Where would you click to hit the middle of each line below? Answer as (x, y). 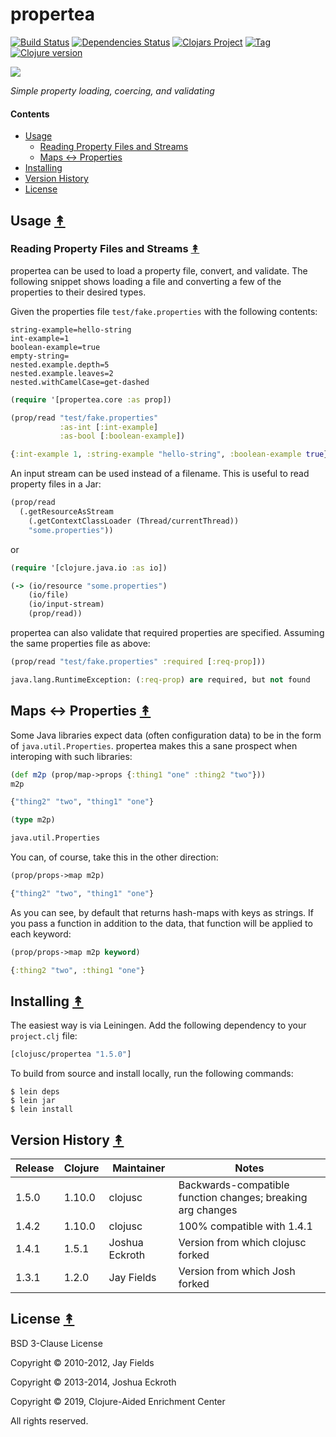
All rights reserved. (49, 1420)
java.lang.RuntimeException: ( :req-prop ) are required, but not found (160, 679)
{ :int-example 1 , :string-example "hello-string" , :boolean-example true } (169, 454)
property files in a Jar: (56, 484)
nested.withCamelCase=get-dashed (80, 382)
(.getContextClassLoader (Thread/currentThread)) (134, 521)
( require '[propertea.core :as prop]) (91, 399)
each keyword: (41, 934)
